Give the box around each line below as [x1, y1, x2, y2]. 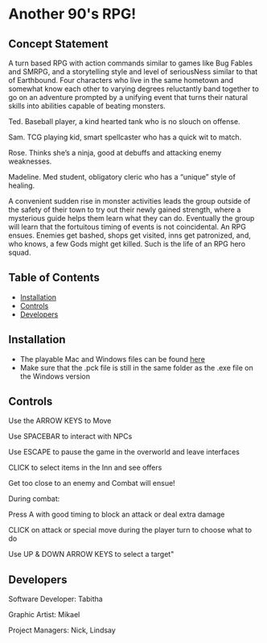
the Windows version [19, 371, 91, 381]
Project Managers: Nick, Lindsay [8, 625, 117, 635]
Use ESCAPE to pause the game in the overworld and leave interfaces [8, 447, 240, 457]
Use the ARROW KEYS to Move [8, 416, 112, 425]
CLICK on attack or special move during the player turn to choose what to [8, 525, 252, 535]
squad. [8, 247, 31, 257]
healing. [8, 180, 35, 190]
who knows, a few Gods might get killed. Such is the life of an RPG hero [8, 239, 246, 248]
